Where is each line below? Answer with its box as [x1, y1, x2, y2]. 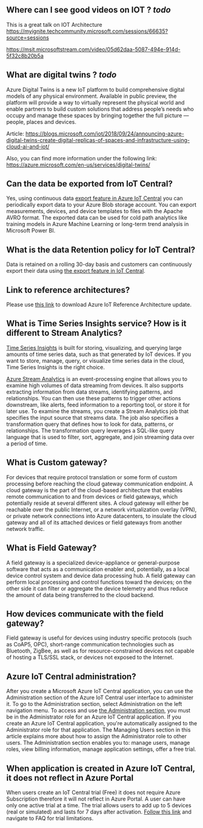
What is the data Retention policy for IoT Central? [6, 244, 196, 255]
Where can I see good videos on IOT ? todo [6, 5, 171, 15]
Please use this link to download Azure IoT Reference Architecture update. [6, 301, 192, 309]
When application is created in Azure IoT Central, [6, 763, 195, 773]
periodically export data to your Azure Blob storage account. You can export [6, 201, 197, 208]
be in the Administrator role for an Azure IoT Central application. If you [6, 713, 182, 720]
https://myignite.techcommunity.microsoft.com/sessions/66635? [6, 27, 168, 35]
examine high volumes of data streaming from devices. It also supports [6, 381, 184, 389]
